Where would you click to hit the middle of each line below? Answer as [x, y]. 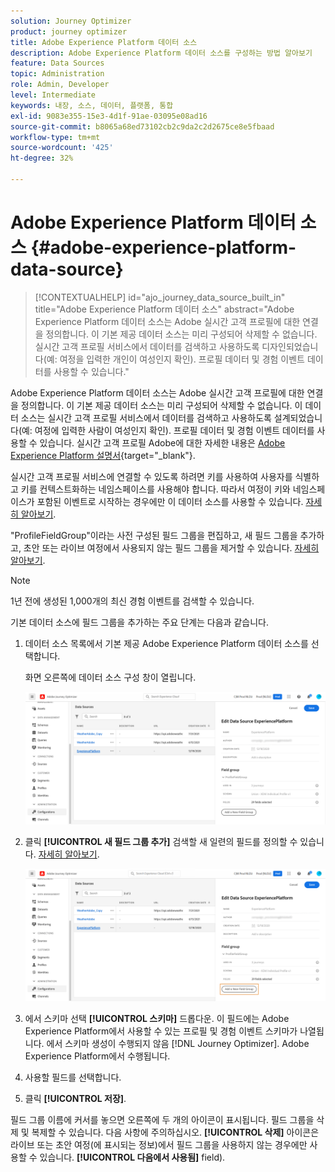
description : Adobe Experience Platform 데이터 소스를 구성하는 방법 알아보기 [161, 53]
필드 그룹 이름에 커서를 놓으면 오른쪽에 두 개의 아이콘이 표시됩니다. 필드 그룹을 [162, 1119]
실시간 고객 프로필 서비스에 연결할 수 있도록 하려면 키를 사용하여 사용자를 [151, 476]
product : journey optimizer [69, 31]
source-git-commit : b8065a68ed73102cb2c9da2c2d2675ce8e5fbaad [142, 126]
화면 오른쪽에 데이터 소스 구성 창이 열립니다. [110, 677]
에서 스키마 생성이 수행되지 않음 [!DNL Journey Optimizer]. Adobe [178, 1043]
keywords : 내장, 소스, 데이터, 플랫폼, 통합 [92, 105]
